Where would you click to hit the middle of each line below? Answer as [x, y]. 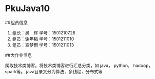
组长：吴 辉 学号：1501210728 [44, 32]
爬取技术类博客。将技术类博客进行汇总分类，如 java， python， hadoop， [79, 65]
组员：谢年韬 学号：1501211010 [43, 39]
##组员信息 [16, 22]
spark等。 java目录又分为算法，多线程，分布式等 [54, 71]
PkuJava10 [28, 8]
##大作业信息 [19, 55]
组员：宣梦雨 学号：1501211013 [43, 45]
